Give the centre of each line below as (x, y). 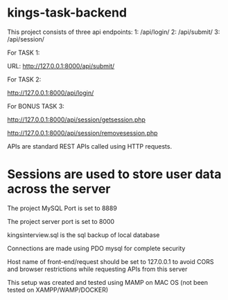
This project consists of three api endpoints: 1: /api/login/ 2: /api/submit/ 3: (114, 32)
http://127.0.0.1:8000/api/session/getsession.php (76, 120)
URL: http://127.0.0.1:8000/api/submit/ (61, 66)
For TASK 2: (24, 79)
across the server (59, 189)
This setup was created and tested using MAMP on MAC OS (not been (108, 282)
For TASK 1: (24, 53)
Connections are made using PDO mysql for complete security (96, 248)
